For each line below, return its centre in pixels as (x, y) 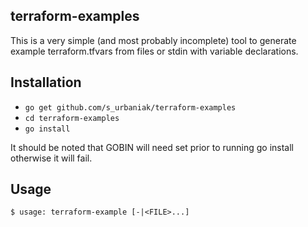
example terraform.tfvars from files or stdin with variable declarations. (154, 51)
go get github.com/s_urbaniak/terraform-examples (130, 107)
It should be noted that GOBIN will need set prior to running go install (152, 147)
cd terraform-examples (72, 118)
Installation (46, 82)
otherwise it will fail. (51, 158)
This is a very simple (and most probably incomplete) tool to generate (153, 40)
